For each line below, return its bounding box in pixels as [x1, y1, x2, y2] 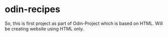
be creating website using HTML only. [5, 25, 84, 31]
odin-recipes [5, 4, 60, 15]
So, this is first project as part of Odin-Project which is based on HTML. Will [5, 20, 163, 26]
